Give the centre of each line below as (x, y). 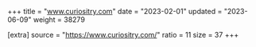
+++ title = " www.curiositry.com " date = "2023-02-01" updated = (115, 11)
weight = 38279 (59, 20)
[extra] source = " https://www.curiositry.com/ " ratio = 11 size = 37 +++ (123, 35)
